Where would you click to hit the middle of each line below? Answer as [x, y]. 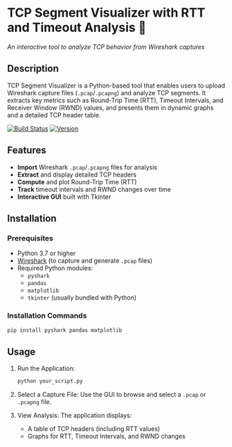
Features [27, 151]
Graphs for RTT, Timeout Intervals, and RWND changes [106, 437]
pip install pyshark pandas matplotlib [65, 330]
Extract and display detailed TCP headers [77, 174]
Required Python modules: [55, 268]
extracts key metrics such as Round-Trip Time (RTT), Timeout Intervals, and [115, 100]
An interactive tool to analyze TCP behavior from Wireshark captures [106, 47]
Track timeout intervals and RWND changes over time [94, 189]
